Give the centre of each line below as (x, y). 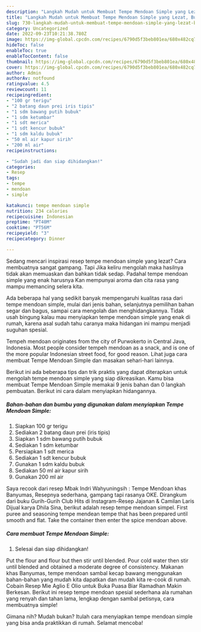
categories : (21, 167)
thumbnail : (20, 62)
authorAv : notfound (31, 78)
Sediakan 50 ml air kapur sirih (51, 470)
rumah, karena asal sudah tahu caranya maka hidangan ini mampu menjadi (98, 323)
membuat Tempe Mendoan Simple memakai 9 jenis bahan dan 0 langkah (96, 384)
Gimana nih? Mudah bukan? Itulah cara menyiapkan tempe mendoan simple (100, 616)
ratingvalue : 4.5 (28, 84)
